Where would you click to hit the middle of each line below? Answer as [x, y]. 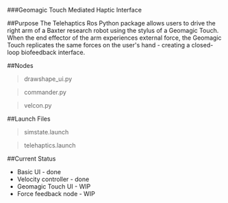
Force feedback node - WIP [56, 194]
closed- [202, 45]
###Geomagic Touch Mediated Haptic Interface [75, 10]
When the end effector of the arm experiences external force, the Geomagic [114, 38]
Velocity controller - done [53, 179]
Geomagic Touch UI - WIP [54, 187]
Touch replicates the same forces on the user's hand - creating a [99, 45]
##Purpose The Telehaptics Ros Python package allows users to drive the [111, 23]
